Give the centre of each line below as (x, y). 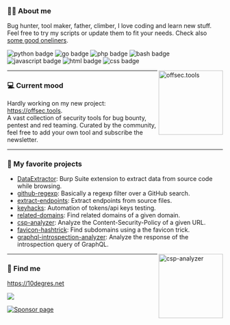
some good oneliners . (38, 40)
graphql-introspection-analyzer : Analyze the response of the (103, 237)
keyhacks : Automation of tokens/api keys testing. (86, 208)
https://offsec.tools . (35, 110)
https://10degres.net (36, 283)
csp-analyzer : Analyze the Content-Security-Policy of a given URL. (111, 222)
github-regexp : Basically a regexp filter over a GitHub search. (103, 193)
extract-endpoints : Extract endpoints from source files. (94, 200)
